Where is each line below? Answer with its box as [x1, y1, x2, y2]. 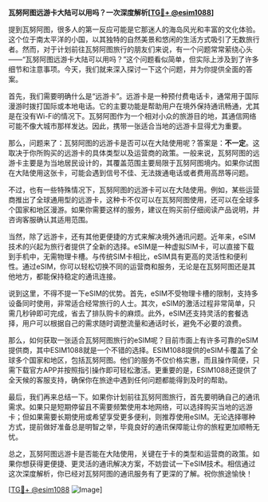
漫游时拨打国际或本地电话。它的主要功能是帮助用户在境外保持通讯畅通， [8, 101, 246, 111]
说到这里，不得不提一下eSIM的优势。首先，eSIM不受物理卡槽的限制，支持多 [8, 288, 259, 298]
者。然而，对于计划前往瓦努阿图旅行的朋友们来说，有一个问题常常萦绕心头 [8, 45, 253, 54]
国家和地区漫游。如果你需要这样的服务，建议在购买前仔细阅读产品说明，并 [14, 205, 260, 214]
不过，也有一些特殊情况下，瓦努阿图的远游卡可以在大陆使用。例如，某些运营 [8, 185, 260, 194]
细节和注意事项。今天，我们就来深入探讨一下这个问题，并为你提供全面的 [8, 65, 246, 74]
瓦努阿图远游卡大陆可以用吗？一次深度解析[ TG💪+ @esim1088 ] [8, 8, 215, 17]
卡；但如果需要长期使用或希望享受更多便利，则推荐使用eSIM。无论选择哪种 [8, 412, 256, 422]
